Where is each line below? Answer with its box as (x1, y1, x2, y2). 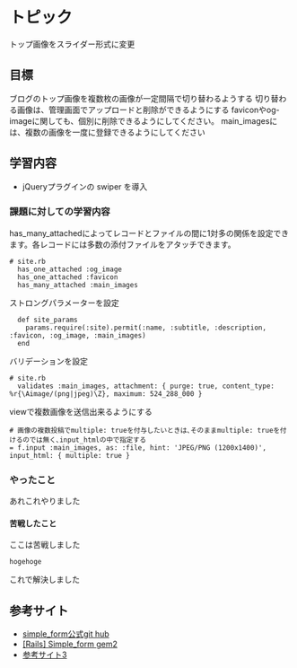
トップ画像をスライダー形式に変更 (9, 39, 135, 49)
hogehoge (9, 558, 42, 567)
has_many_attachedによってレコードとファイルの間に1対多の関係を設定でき (9, 227, 290, 238)
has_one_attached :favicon (17, 272, 118, 282)
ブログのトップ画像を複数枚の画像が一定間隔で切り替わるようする (9, 92, 253, 103)
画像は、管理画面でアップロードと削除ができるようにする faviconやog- (16, 104, 280, 115)
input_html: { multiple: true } (9, 451, 130, 460)
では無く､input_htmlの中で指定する (29, 435, 147, 444)
